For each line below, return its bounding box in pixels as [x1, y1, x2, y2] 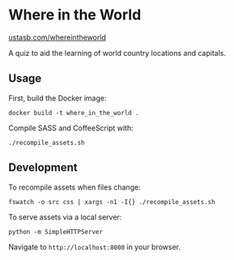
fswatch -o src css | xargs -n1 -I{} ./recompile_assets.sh [8, 198, 216, 206]
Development [8, 160, 79, 175]
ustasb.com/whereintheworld [8, 32, 107, 42]
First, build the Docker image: [8, 93, 107, 103]
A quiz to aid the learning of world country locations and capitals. [8, 48, 227, 58]
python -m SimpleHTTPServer [8, 228, 104, 236]
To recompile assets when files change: [8, 182, 141, 192]
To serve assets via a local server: [8, 212, 122, 222]
